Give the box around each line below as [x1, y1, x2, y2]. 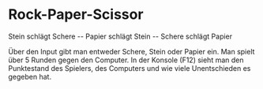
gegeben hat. [8, 72, 52, 81]
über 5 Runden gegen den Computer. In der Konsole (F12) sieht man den [8, 55, 244, 65]
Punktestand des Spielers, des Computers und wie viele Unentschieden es [8, 63, 251, 72]
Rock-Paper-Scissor [8, 6, 144, 24]
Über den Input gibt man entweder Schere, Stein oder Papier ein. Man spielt [8, 46, 255, 56]
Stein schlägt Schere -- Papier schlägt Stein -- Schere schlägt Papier [8, 32, 233, 41]
